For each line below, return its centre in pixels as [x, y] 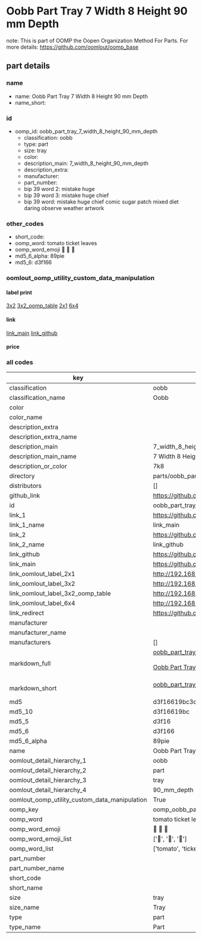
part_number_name [37, 869]
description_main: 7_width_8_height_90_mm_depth [86, 163]
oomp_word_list [32, 849]
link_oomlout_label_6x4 [42, 604]
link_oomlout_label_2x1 [42, 574]
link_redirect [27, 613]
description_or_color [38, 466]
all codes [20, 363]
